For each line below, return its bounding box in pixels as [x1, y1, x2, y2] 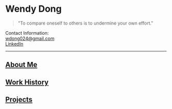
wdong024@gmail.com [5, 35, 55, 41]
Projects [5, 95, 33, 104]
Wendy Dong [5, 3, 62, 15]
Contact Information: [5, 30, 49, 36]
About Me [5, 60, 37, 69]
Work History [5, 78, 49, 86]
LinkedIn [5, 40, 24, 47]
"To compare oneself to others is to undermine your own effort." [17, 20, 154, 26]
